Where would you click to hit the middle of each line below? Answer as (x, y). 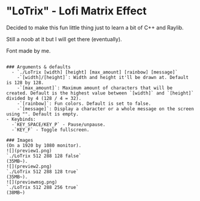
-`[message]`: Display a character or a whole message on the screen (106, 109)
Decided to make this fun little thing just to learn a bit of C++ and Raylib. (95, 28)
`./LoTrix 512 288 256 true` (43, 187)
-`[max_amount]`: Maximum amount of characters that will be (95, 88)
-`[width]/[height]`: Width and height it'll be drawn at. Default (103, 77)
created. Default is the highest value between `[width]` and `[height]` (100, 93)
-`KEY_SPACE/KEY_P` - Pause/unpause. (59, 124)
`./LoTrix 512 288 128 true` (43, 172)
